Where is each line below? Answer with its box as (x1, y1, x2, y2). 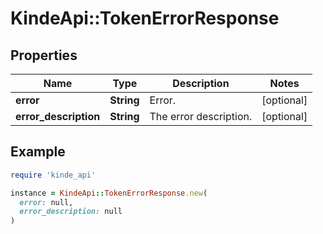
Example (10, 143, 66, 161)
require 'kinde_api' (10, 170, 97, 180)
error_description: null (19, 207, 123, 217)
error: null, (19, 197, 74, 207)
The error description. (149, 110, 253, 123)
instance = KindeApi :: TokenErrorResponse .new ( (10, 188, 208, 198)
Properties (10, 47, 78, 64)
